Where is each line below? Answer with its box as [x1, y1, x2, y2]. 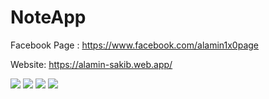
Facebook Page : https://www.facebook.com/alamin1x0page [10, 39, 260, 51]
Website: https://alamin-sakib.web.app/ [10, 58, 173, 70]
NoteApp [10, 6, 87, 29]
